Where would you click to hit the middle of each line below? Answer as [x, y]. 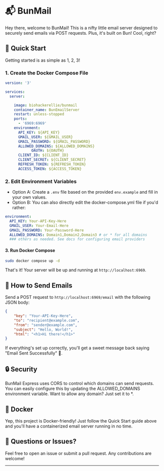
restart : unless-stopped [39, 114]
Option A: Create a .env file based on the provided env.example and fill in [85, 192]
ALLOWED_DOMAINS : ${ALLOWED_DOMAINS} [56, 146]
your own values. [29, 197]
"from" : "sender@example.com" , [46, 325]
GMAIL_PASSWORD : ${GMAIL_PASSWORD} [54, 141]
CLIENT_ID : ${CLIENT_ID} [43, 155]
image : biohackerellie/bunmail [46, 105]
